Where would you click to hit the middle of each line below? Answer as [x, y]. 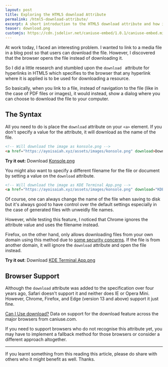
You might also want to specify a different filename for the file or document [82, 170]
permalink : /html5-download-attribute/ [47, 19]
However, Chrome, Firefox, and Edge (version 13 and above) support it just [82, 299]
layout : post [19, 10]
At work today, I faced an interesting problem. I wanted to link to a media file [83, 47]
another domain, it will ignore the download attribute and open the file [76, 245]
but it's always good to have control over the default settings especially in [81, 205]
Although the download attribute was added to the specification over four [79, 288]
